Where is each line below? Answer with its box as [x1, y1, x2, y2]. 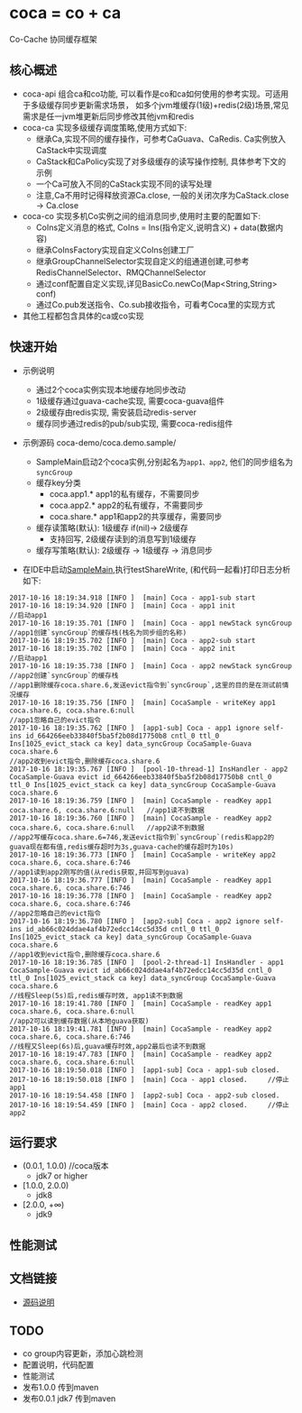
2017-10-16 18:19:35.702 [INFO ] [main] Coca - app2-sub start [9, 636, 256, 645]
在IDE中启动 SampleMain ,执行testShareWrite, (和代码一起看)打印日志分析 [22, 564, 291, 574]
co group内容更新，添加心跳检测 [22, 1348, 143, 1359]
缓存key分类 [35, 477, 81, 488]
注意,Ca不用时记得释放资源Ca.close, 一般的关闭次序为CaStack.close [35, 189, 289, 200]
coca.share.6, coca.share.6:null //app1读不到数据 [9, 805, 205, 814]
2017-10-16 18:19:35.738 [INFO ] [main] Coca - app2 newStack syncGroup [9, 661, 293, 670]
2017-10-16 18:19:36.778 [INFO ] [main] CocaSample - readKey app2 [9, 891, 272, 900]
